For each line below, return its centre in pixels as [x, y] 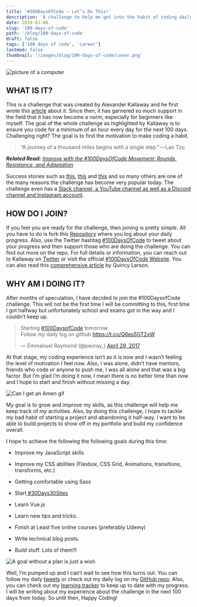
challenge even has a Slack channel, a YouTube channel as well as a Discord [98, 189]
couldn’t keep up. [27, 317]
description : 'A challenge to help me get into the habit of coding [91, 17]
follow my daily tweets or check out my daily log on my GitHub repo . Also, [95, 579]
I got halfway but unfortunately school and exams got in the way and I [90, 311]
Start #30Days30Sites [41, 493]
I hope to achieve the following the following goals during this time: [87, 441]
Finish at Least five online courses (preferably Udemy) [80, 528]
